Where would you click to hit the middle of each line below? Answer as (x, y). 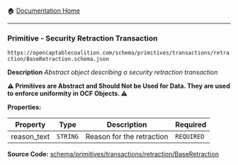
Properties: (24, 107)
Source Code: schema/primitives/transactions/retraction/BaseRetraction (113, 154)
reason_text (30, 137)
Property (30, 125)
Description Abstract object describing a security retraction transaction (113, 72)
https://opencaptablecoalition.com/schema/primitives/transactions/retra (119, 53)
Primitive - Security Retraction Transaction (83, 38)
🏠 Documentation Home (44, 11)
